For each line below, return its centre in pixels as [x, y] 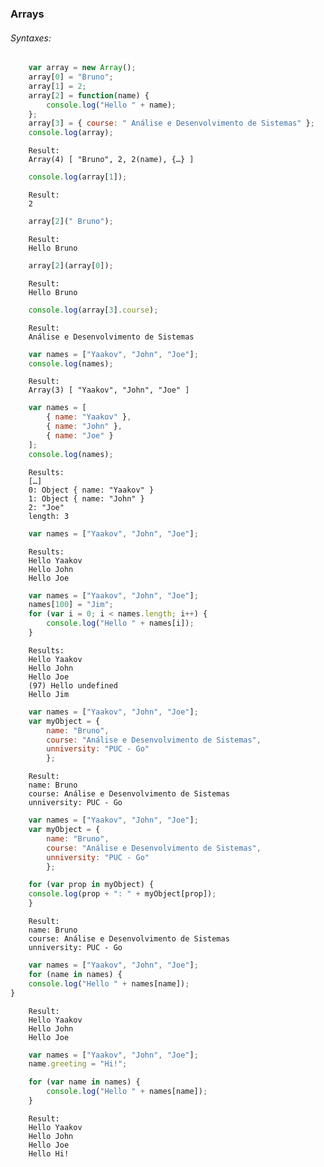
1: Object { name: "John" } [86, 498]
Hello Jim [49, 694]
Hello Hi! [49, 1153]
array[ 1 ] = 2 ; [57, 86]
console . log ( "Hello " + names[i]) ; [120, 623]
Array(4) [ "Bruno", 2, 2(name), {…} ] [111, 160]
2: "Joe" [46, 507]
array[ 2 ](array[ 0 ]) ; [71, 265]
